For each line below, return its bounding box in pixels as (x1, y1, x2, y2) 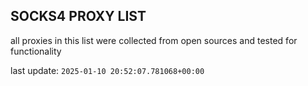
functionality (10, 45, 62, 57)
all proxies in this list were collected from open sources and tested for (10, 34, 298, 46)
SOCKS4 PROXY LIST (10, 8, 147, 25)
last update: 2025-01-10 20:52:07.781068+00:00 (10, 64, 205, 76)
